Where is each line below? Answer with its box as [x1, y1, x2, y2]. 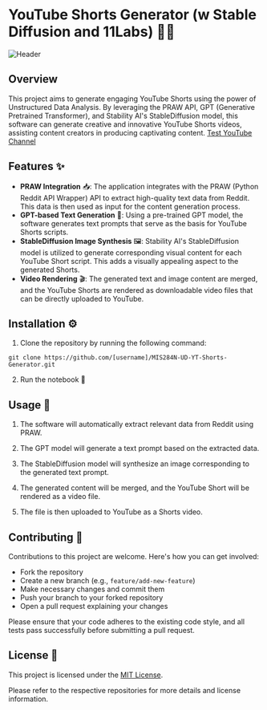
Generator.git [8, 361, 56, 369]
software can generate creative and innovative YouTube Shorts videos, [8, 119, 242, 129]
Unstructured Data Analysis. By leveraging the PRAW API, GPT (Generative [8, 102, 255, 112]
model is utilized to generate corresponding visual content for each [19, 247, 242, 258]
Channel [8, 136, 36, 146]
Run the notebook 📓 [19, 375, 86, 384]
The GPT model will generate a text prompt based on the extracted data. [19, 444, 260, 453]
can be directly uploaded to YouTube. [19, 294, 144, 303]
